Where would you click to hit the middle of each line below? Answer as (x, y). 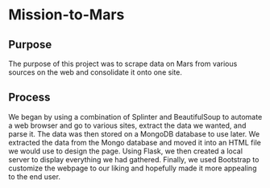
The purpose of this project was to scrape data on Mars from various (123, 63)
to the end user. (34, 176)
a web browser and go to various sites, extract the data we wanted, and (127, 125)
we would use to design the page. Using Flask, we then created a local (126, 151)
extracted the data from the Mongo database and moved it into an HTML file (135, 142)
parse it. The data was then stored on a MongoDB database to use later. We (134, 133)
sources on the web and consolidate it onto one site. (96, 72)
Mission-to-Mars (66, 15)
